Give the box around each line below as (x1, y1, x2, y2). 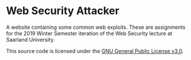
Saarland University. (6, 36, 55, 43)
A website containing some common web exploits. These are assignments (6, 24, 186, 31)
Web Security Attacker (6, 4, 119, 18)
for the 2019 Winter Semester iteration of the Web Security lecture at (6, 29, 172, 36)
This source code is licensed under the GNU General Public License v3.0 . (6, 47, 184, 54)
